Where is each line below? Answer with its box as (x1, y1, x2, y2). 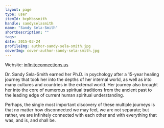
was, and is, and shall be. (5, 117, 56, 123)
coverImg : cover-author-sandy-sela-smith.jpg (5, 48, 99, 53)
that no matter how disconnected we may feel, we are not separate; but (5, 106, 149, 113)
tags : (5, 35, 16, 40)
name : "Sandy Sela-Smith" (5, 26, 58, 30)
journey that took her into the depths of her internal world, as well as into (5, 77, 152, 82)
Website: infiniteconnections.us (5, 62, 69, 68)
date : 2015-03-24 (5, 39, 41, 44)
